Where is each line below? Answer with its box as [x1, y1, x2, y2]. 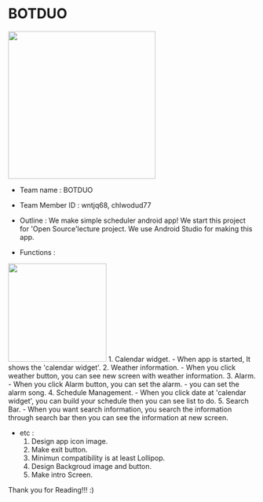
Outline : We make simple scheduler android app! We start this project [19, 216, 246, 225]
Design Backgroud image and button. [31, 461, 152, 471]
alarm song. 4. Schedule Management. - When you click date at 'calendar [8, 387, 247, 397]
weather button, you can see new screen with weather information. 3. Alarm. [8, 371, 256, 380]
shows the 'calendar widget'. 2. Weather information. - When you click [8, 363, 236, 372]
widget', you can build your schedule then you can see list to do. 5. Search [8, 396, 250, 405]
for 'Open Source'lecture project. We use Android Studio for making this [19, 223, 253, 233]
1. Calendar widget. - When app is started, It [108, 354, 251, 364]
